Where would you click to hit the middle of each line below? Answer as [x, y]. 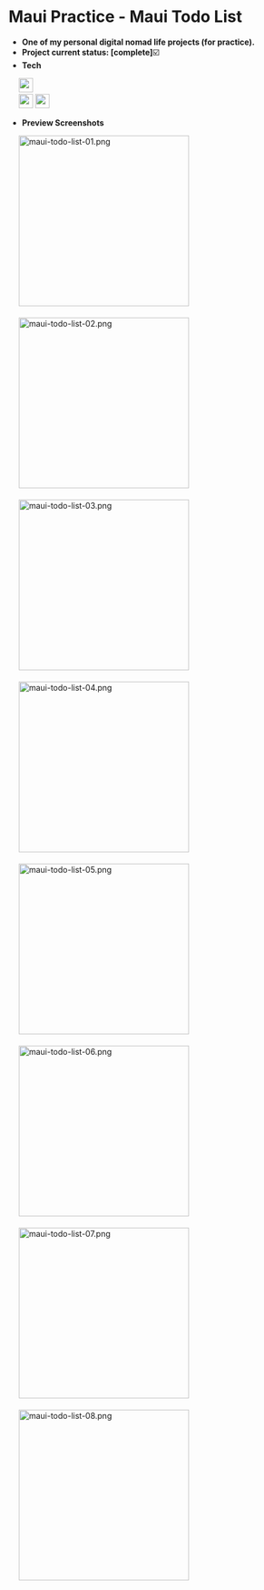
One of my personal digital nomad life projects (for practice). [138, 42]
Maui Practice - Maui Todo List [125, 17]
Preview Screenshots [63, 122]
